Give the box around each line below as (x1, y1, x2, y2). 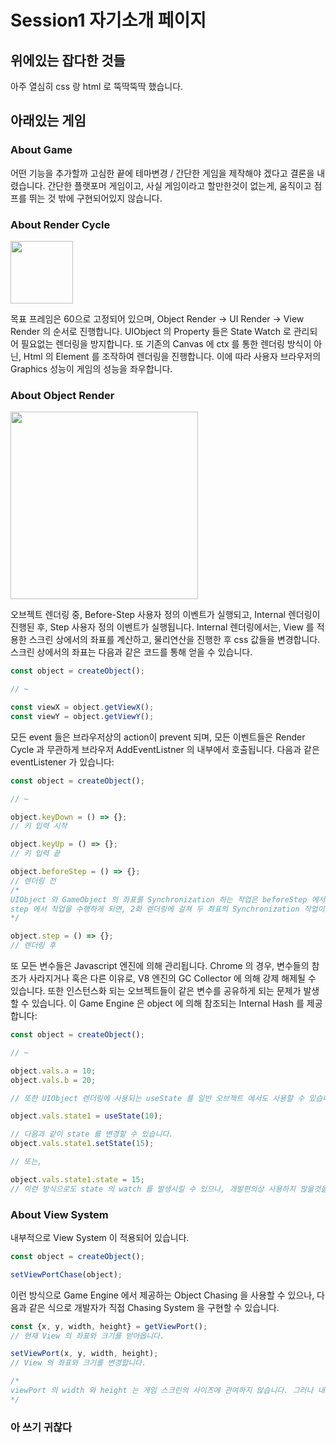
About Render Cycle (10, 217, 111, 231)
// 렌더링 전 (10, 876, 57, 886)
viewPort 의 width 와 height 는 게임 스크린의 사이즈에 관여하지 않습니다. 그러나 (10, 1386, 314, 1396)
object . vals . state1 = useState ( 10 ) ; (10, 1111, 163, 1121)
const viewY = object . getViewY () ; (10, 711, 155, 721)
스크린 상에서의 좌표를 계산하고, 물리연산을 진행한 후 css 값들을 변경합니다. (28, 634, 321, 646)
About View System (10, 1207, 109, 1221)
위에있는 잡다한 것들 (10, 52, 126, 69)
